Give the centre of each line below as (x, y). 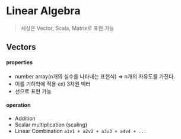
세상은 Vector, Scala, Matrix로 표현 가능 (67, 28)
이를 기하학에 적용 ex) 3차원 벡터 (53, 84)
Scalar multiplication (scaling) (51, 124)
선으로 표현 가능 (33, 91)
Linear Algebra (43, 11)
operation (18, 105)
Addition (25, 118)
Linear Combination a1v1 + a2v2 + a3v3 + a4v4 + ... (81, 131)
